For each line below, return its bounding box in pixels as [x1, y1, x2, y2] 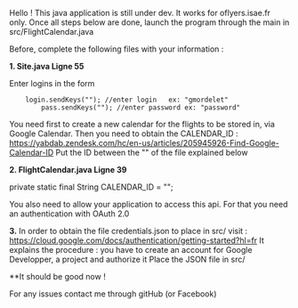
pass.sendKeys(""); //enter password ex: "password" [41, 103, 241, 112]
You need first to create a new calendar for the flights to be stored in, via [9, 119, 276, 129]
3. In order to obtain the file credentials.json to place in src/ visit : [9, 226, 248, 236]
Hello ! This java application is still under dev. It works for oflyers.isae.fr [9, 8, 271, 18]
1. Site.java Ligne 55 [9, 61, 85, 71]
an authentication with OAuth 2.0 [9, 208, 130, 219]
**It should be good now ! [9, 272, 107, 281]
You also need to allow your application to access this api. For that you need [9, 199, 288, 209]
